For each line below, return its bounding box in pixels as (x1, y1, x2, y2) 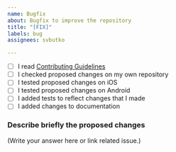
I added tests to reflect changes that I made (17, 94, 145, 103)
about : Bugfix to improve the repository (7, 17, 132, 24)
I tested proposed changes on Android (17, 86, 131, 95)
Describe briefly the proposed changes (7, 120, 145, 130)
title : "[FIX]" (7, 23, 53, 30)
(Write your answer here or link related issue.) (7, 136, 141, 145)
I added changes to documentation (17, 102, 121, 110)
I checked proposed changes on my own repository (17, 70, 169, 78)
